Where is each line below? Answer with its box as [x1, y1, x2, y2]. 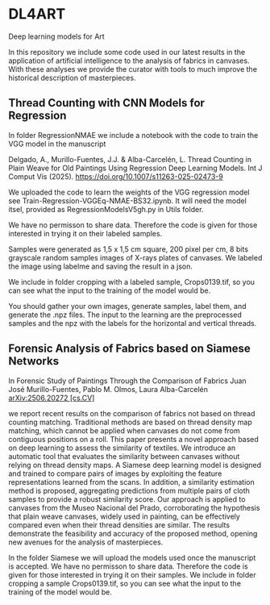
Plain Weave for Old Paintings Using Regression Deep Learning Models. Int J [8, 163, 263, 173]
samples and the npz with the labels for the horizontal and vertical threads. [8, 318, 257, 328]
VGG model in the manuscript [8, 139, 106, 148]
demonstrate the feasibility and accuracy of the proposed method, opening [8, 528, 258, 538]
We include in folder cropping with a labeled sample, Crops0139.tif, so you [8, 277, 255, 286]
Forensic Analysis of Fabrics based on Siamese [8, 342, 251, 356]
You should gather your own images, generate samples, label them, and [8, 301, 247, 311]
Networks [8, 354, 59, 368]
